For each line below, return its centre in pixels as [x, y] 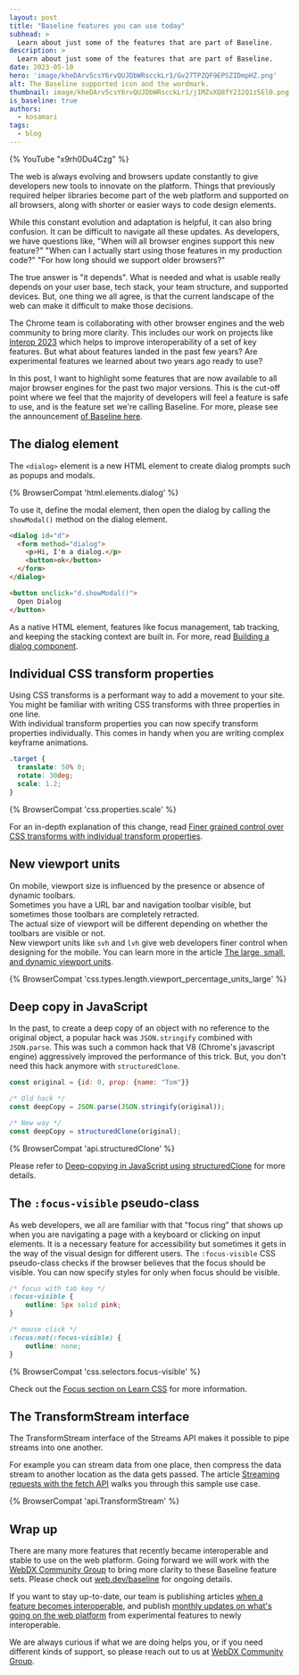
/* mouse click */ [43, 1330]
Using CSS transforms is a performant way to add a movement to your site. [147, 695]
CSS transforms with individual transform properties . [106, 836]
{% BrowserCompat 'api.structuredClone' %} [92, 1148]
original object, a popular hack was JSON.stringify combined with [131, 1038]
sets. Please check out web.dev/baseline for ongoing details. [121, 1580]
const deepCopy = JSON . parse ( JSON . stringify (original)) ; [117, 1107]
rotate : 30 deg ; [46, 776]
